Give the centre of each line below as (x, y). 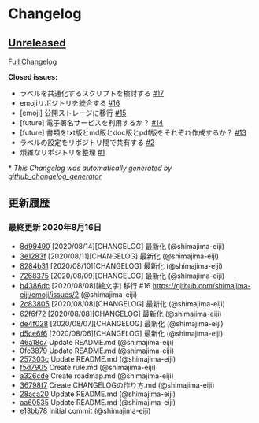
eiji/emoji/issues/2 (49, 294)
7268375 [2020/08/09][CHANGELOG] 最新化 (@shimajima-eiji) (122, 276)
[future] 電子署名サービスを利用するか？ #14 (91, 122)
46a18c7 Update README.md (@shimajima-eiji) (97, 342)
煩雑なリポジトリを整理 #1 (62, 152)
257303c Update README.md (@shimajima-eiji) (98, 358)
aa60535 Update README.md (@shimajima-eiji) (97, 402)
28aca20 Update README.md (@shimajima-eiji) (97, 394)
